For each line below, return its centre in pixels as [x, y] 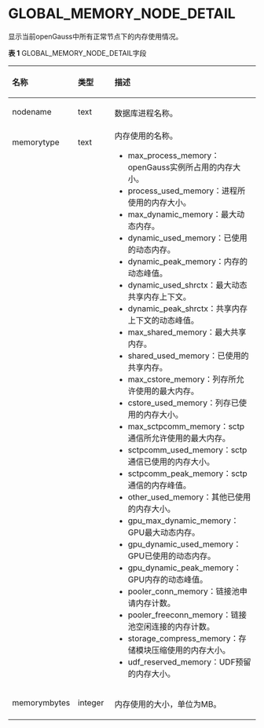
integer [91, 702]
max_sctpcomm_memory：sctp [186, 426]
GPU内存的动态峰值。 [168, 580]
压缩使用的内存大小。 [191, 650]
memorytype [36, 142]
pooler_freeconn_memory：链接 [187, 615]
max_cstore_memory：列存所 [182, 379]
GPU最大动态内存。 [164, 532]
